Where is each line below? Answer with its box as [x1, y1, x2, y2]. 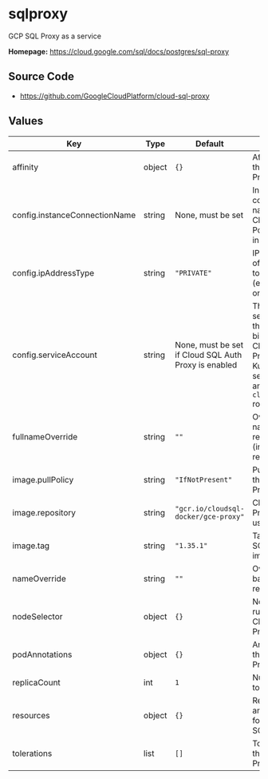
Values [8, 114, 44, 128]
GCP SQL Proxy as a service [8, 31, 102, 41]
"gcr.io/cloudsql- [175, 504, 245, 513]
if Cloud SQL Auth [175, 349, 242, 360]
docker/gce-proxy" [175, 512, 245, 521]
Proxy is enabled [175, 359, 238, 370]
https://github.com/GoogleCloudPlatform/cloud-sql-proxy [19, 91, 210, 101]
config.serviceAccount [12, 349, 97, 360]
